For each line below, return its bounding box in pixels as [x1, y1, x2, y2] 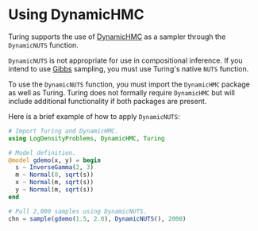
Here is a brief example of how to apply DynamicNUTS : [8, 111, 180, 121]
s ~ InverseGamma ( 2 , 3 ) [15, 164, 94, 171]
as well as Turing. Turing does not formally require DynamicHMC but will [8, 87, 236, 97]
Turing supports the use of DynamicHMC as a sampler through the [8, 32, 226, 41]
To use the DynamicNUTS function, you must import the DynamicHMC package [8, 79, 250, 89]
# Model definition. [8, 148, 77, 156]
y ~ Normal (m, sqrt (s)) [15, 186, 94, 194]
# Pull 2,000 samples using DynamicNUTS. [8, 207, 148, 215]
